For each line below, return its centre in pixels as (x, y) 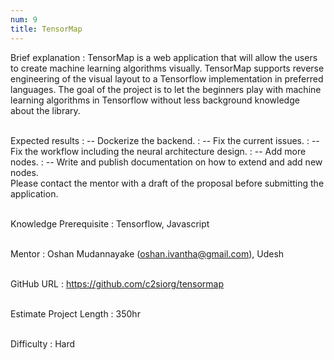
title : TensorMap (46, 29)
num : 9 (24, 19)
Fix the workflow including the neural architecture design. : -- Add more (158, 151)
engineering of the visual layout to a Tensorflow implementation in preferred (167, 78)
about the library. (45, 110)
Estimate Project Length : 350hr (75, 313)
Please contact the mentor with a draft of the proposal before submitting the (167, 183)
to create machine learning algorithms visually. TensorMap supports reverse (167, 68)
